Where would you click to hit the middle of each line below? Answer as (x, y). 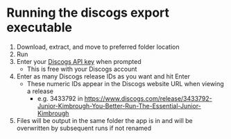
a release (40, 91)
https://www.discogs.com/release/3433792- (148, 98)
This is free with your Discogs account (82, 69)
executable (39, 27)
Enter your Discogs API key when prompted (79, 61)
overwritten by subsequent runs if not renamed (84, 128)
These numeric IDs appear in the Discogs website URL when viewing (126, 83)
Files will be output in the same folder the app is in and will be (105, 120)
